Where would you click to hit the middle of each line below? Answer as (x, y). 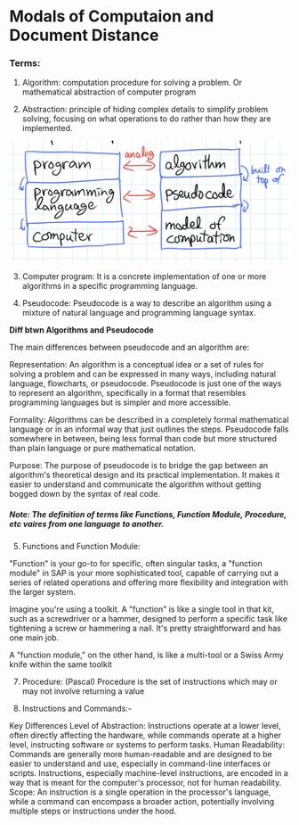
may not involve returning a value (83, 691)
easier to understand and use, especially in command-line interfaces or (140, 763)
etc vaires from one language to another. (87, 524)
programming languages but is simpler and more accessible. (120, 402)
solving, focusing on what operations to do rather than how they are (146, 119)
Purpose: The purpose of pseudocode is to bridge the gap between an (139, 466)
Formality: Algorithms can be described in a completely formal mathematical (149, 420)
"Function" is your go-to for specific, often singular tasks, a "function (136, 563)
